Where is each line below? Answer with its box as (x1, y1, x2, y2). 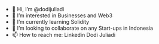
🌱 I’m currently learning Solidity (11, 18, 90, 25)
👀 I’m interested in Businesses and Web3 (11, 12, 112, 19)
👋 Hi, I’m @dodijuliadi (11, 6, 65, 12)
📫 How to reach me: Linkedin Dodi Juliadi (11, 32, 115, 38)
